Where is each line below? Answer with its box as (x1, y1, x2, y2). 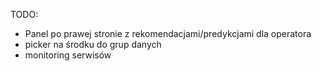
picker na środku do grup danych (24, 39, 162, 50)
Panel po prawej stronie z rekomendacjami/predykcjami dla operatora (24, 28, 312, 39)
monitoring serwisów (24, 49, 112, 61)
